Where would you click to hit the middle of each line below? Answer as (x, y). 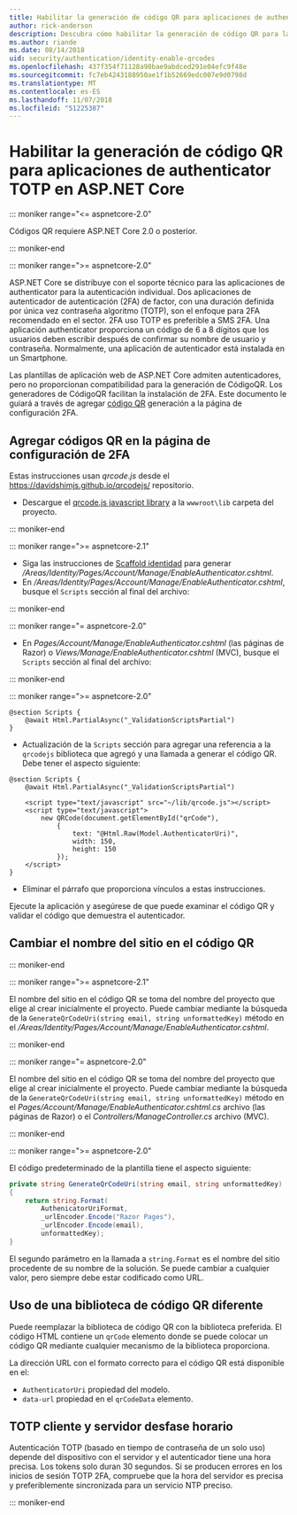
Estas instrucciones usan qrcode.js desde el (89, 476)
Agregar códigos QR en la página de (110, 441)
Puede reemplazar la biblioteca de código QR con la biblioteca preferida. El (146, 1326)
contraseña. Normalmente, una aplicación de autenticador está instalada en (147, 349)
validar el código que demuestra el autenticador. (97, 915)
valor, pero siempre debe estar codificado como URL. (107, 1278)
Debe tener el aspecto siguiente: (81, 763)
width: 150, (94, 842)
